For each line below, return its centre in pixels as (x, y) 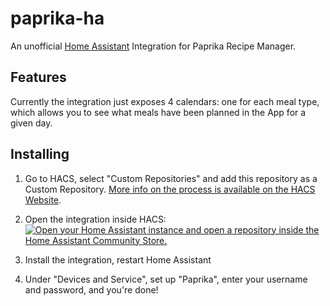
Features (38, 77)
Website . (43, 199)
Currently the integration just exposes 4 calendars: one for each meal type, (165, 101)
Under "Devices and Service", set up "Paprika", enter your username (166, 279)
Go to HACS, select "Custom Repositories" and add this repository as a (171, 178)
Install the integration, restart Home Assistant (118, 259)
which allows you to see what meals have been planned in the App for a (158, 112)
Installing (40, 154)
